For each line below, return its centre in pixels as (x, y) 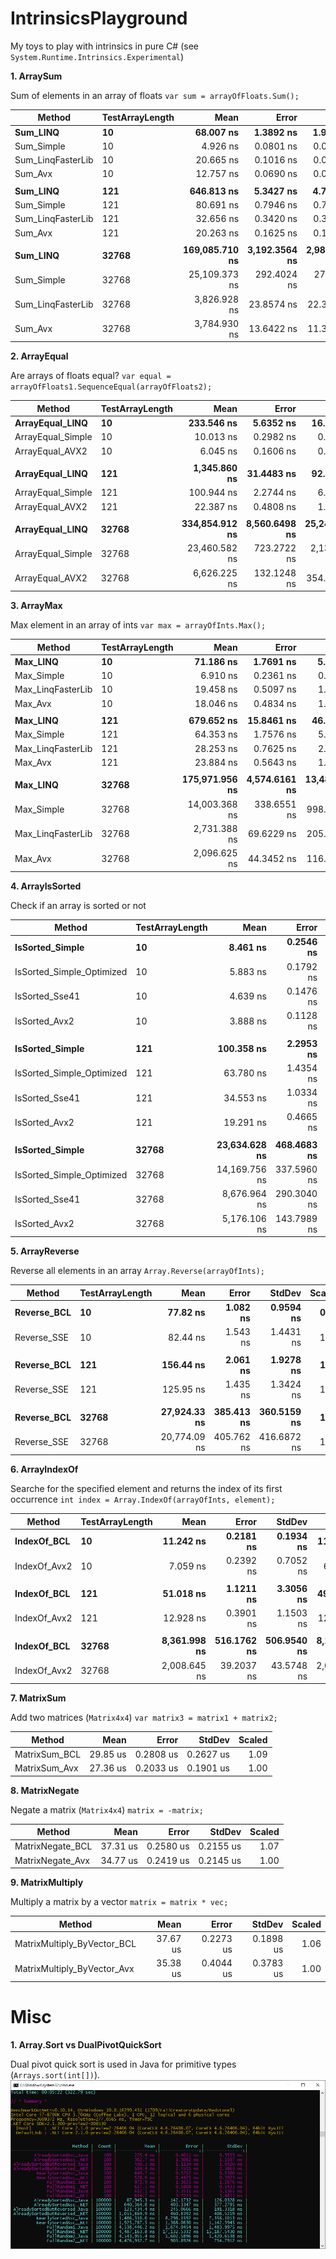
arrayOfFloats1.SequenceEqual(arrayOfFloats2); (111, 387)
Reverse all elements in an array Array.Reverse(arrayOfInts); (138, 1271)
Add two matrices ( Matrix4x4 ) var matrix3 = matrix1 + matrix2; (144, 1718)
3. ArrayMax (36, 606)
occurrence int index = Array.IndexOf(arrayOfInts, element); (143, 1499)
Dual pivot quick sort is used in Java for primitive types (123, 2064)
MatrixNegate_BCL (53, 1846)
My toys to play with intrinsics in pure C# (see (104, 46)
